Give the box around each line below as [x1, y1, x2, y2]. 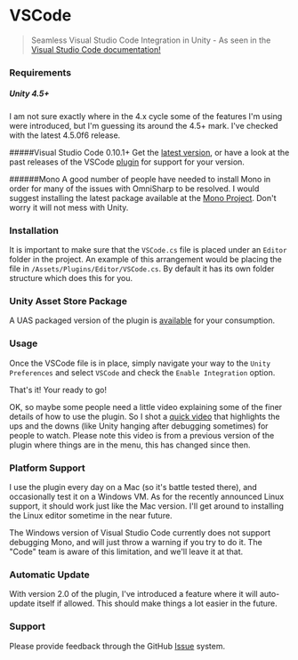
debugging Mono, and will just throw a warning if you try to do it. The [9, 537, 262, 548]
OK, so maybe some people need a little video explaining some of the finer [9, 401, 283, 412]
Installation [9, 224, 60, 237]
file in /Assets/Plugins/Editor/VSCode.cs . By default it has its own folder [9, 263, 275, 274]
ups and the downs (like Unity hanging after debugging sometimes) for [9, 420, 269, 431]
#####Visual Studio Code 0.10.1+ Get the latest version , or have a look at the [9, 147, 290, 157]
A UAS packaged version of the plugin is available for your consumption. [9, 315, 276, 326]
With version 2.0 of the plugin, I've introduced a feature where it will [9, 589, 258, 600]
